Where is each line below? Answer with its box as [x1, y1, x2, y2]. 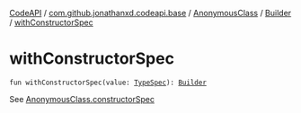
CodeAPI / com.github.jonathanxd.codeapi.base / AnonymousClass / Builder [9, 8, 292, 18]
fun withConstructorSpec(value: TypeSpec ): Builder [9, 78, 207, 87]
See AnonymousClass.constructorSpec [9, 93, 155, 104]
